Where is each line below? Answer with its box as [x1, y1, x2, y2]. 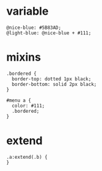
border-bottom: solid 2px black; [12, 81, 97, 87]
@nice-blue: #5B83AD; [6, 25, 62, 31]
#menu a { [6, 97, 32, 104]
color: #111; [12, 102, 45, 108]
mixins [6, 50, 42, 64]
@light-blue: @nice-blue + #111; [6, 29, 92, 36]
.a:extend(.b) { [6, 154, 48, 160]
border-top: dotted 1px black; [12, 75, 92, 82]
